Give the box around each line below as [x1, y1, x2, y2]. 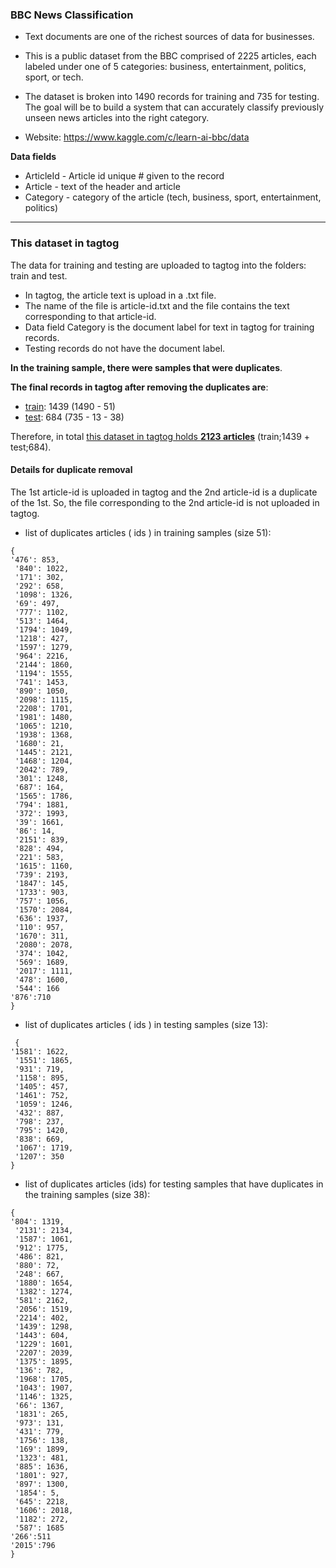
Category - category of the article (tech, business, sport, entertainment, [24, 191, 322, 203]
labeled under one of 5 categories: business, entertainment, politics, [24, 61, 307, 73]
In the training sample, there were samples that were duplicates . [10, 361, 283, 373]
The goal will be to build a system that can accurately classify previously [24, 101, 325, 113]
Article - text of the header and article [24, 181, 181, 193]
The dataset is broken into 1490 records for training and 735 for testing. [24, 91, 320, 103]
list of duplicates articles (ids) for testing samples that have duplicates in [24, 1178, 324, 1190]
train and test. [10, 269, 68, 282]
